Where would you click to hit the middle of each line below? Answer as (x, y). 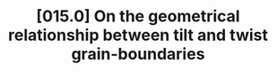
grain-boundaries (138, 54)
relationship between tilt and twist (138, 35)
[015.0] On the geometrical (138, 16)
